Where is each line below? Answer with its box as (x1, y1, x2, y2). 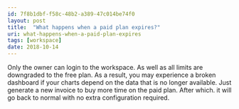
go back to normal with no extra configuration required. (7, 93, 170, 102)
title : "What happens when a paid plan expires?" (7, 24, 161, 31)
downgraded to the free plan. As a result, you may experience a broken (7, 71, 216, 79)
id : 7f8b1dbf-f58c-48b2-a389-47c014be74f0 (7, 10, 135, 18)
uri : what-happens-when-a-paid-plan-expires (7, 30, 142, 38)
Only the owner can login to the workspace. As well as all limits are (7, 63, 203, 71)
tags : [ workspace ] (7, 37, 62, 44)
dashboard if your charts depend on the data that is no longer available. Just (7, 78, 232, 86)
